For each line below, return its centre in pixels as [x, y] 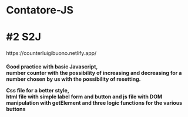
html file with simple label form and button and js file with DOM [84, 97]
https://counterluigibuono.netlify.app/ [51, 53]
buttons [16, 109]
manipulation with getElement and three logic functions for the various [94, 102]
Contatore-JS [40, 10]
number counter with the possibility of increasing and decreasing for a [94, 73]
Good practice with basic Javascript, [52, 66]
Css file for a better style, [38, 90]
